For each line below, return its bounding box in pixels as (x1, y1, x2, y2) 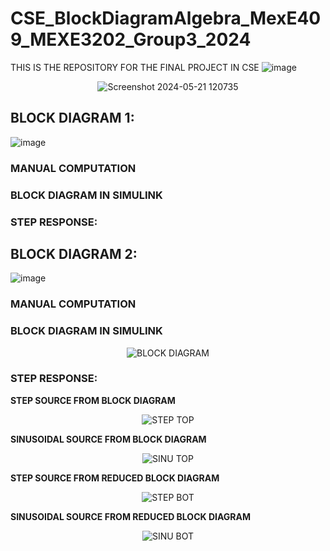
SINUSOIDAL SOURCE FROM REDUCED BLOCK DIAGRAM (10, 510, 251, 522)
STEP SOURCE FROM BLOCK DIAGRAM (10, 394, 176, 406)
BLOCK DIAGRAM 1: (10, 110, 135, 127)
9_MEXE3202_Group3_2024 (10, 28, 252, 51)
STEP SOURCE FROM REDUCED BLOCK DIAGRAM (10, 472, 220, 484)
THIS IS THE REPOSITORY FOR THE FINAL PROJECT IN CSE (10, 61, 260, 73)
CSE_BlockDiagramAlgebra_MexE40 (10, 7, 322, 30)
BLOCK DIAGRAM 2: (10, 245, 138, 262)
